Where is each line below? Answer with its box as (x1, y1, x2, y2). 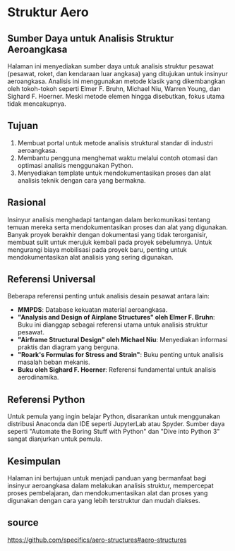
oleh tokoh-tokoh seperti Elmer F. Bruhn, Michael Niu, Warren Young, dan (7, 85, 221, 92)
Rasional (7, 197, 47, 209)
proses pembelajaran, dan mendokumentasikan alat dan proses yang (7, 489, 208, 497)
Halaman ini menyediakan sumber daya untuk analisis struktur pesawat (7, 62, 214, 71)
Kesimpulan (7, 455, 61, 467)
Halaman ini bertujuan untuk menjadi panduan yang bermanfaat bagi (7, 474, 207, 483)
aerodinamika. (17, 373, 59, 382)
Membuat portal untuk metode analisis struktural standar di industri (17, 138, 213, 147)
